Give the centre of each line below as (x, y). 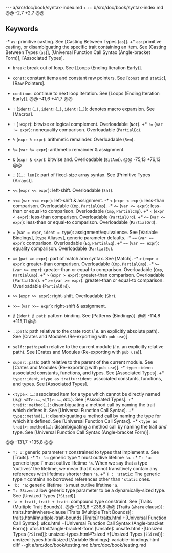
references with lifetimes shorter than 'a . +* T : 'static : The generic (86, 474)
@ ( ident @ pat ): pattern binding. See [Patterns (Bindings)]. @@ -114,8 (86, 315)
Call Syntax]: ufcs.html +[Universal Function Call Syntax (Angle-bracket (88, 523)
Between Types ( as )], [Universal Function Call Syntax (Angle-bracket (78, 52)
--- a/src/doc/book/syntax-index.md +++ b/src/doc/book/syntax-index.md (84, 7)
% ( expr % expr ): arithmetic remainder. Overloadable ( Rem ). (73, 139)
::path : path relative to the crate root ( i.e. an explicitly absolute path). (86, 331)
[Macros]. (23, 114)
